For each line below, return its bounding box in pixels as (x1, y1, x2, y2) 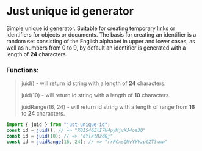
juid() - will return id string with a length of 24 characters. (21, 79, 166, 87)
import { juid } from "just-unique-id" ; (6, 122, 111, 128)
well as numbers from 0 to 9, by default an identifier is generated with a (6, 44, 186, 51)
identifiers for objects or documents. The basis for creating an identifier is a (6, 31, 197, 38)
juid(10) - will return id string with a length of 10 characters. (21, 92, 171, 99)
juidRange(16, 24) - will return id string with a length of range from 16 (21, 103, 195, 111)
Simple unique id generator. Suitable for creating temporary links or (6, 24, 176, 32)
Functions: (6, 65, 39, 74)
